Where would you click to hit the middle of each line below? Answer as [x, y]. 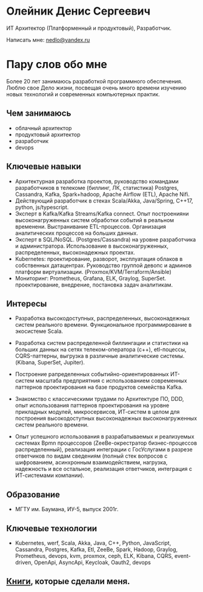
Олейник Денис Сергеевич [78, 11]
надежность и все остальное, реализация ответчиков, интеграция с [104, 469]
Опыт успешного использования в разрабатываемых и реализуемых [105, 437]
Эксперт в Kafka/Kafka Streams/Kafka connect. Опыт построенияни [102, 214]
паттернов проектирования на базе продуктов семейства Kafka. [99, 387]
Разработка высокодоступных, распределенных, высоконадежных [102, 318]
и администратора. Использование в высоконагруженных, [92, 246]
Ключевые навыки [44, 166]
